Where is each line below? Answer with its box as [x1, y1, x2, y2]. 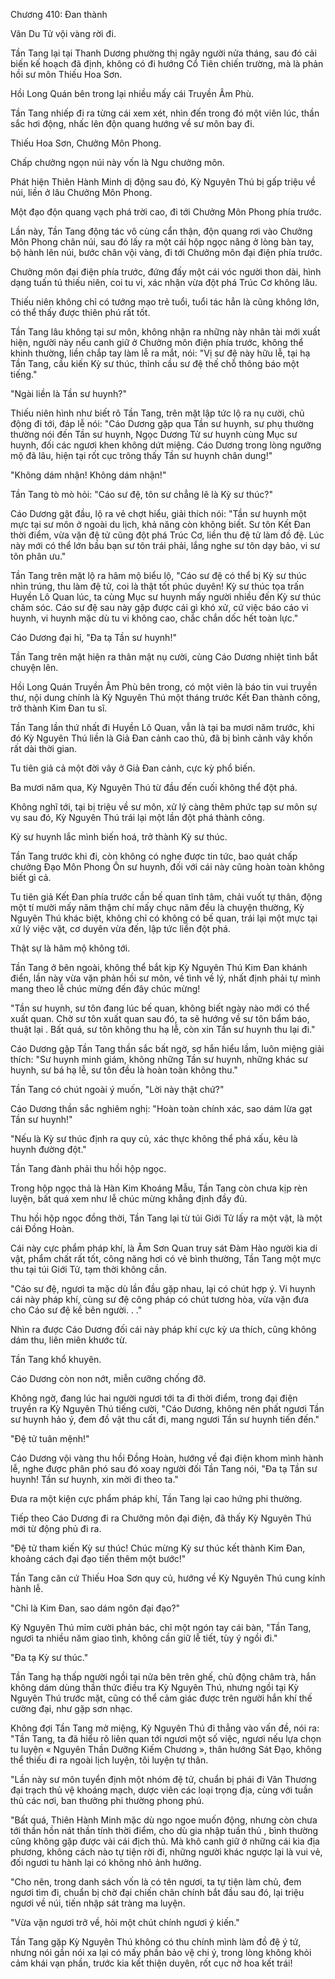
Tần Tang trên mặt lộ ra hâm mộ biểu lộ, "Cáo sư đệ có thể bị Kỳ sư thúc [10, 570, 307, 581]
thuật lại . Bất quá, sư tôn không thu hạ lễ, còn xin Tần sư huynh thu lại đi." [10, 1024, 316, 1035]
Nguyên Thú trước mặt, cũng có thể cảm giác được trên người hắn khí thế [10, 1692, 313, 1704]
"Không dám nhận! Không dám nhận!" [10, 469, 167, 481]
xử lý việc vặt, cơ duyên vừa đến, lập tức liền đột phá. [10, 923, 231, 934]
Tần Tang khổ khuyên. [10, 1354, 102, 1365]
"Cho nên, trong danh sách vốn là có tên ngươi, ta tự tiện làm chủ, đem [10, 1876, 302, 1888]
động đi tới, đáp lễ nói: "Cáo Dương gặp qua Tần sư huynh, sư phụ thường [10, 418, 315, 429]
